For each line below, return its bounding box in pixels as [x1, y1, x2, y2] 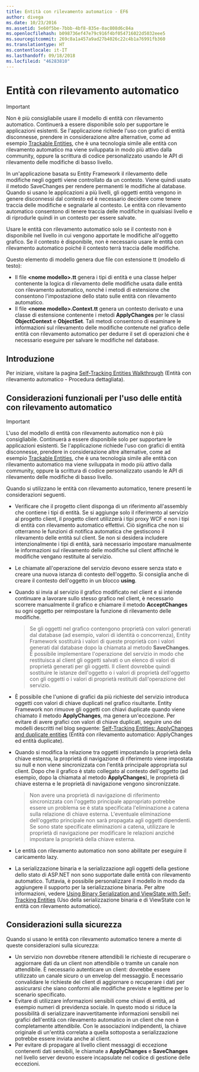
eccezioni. [14, 1060, 40, 1067]
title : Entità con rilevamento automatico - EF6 [6, 8, 129, 15]
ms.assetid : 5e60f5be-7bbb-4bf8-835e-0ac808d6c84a [6, 25, 134, 31]
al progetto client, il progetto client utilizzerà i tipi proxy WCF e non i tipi [14, 516, 190, 523]
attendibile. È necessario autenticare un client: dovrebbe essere [14, 965, 171, 973]
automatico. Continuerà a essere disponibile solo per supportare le [6, 121, 169, 128]
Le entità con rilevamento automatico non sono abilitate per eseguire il [14, 847, 187, 854]
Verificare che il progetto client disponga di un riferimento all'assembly [14, 503, 188, 510]
